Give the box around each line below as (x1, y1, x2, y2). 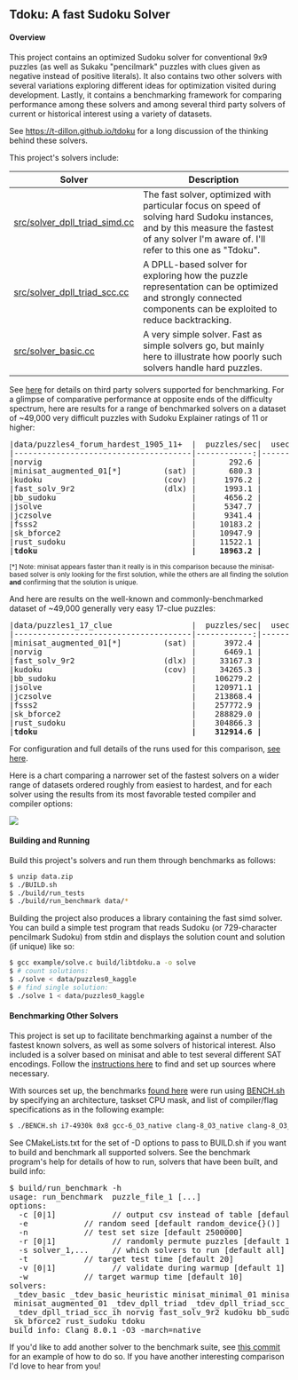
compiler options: (9, 798, 74, 809)
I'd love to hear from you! (9, 1360, 101, 1371)
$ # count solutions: (9, 967, 90, 976)
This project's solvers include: (9, 152, 120, 163)
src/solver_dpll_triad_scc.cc (13, 286, 129, 298)
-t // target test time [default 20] (18, 1254, 234, 1264)
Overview (9, 31, 46, 43)
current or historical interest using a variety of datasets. (9, 108, 213, 119)
